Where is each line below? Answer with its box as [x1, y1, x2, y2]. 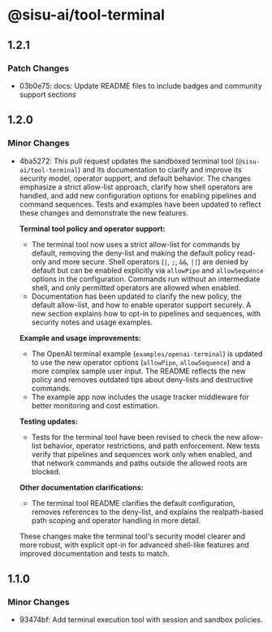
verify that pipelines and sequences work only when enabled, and [31, 449, 253, 459]
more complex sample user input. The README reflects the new [31, 366, 247, 376]
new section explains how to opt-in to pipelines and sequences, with [31, 308, 261, 318]
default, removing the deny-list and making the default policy [31, 248, 236, 258]
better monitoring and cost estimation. [31, 400, 160, 410]
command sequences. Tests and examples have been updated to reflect [19, 199, 261, 209]
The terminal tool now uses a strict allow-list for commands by [31, 239, 240, 249]
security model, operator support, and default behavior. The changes [19, 173, 251, 183]
